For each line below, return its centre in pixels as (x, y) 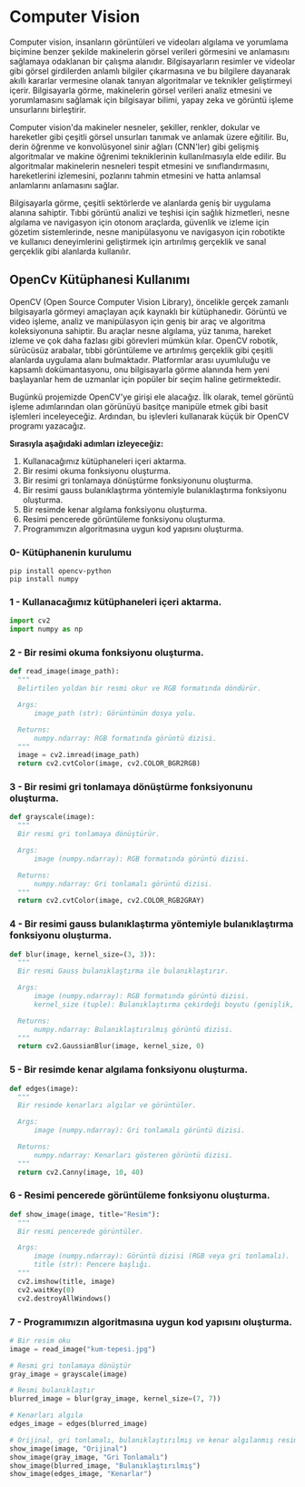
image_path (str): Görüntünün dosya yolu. (115, 713)
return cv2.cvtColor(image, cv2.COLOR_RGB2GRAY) (111, 901)
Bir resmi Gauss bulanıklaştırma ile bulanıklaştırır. (123, 971)
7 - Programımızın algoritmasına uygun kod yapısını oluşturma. (151, 1321)
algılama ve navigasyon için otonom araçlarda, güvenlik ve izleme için (139, 222)
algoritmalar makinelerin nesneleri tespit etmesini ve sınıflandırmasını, (139, 166)
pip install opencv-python (60, 572)
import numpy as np (46, 630)
